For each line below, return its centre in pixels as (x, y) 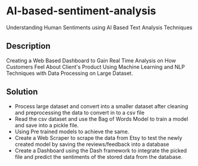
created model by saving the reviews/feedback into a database (92, 144)
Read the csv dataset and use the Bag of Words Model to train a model (101, 119)
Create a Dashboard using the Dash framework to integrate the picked (101, 151)
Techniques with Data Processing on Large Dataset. (70, 73)
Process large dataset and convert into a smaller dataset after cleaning (101, 106)
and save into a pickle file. (47, 125)
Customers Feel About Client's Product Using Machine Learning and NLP (96, 67)
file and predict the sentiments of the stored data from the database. (99, 156)
